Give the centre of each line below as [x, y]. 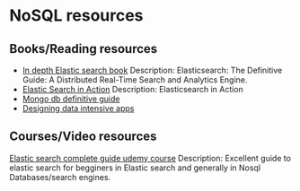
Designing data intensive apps [78, 108]
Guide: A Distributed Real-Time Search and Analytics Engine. [135, 80]
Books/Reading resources [84, 49]
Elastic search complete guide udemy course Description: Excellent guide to [150, 158]
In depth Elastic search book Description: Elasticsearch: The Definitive [152, 70]
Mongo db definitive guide [71, 99]
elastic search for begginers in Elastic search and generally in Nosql [135, 168]
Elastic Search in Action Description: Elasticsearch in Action [133, 89]
